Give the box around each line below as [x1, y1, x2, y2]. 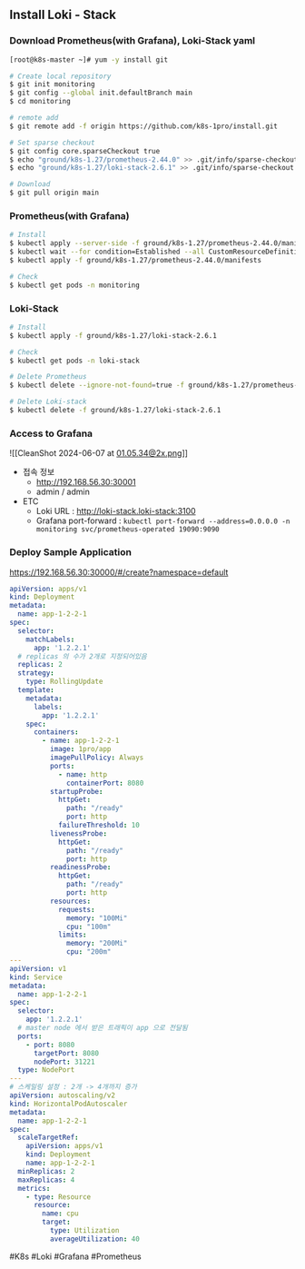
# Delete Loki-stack [9, 397, 88, 407]
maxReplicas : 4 [17, 1175, 75, 1185]
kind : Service [9, 972, 64, 982]
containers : [33, 728, 79, 737]
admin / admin [35, 486, 91, 498]
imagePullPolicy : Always [49, 753, 144, 762]
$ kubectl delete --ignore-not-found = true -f [9, 381, 184, 390]
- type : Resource [25, 1192, 92, 1202]
